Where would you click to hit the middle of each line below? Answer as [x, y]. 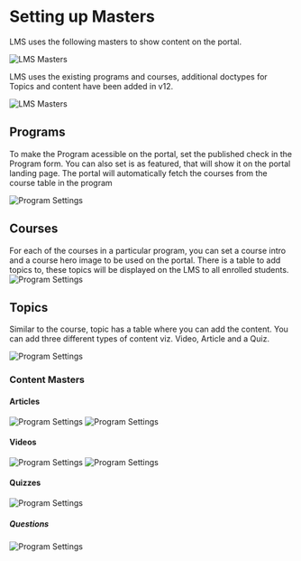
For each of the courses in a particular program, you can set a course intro [148, 250]
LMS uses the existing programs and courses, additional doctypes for [138, 76]
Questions [29, 524]
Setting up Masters [82, 17]
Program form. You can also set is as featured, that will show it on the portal [150, 164]
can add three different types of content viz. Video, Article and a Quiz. [140, 339]
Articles [25, 401]
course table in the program [61, 182]
